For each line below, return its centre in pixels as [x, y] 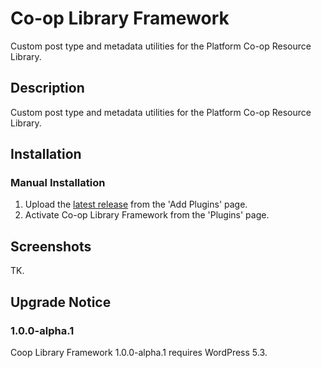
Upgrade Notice [61, 302]
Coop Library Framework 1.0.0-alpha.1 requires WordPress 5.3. [139, 352]
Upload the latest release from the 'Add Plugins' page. [136, 204]
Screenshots [51, 246]
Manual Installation [58, 183]
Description [47, 88]
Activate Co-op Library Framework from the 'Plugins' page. [147, 215]
